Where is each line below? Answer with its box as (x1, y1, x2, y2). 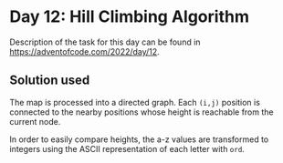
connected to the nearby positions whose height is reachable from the (9, 107, 274, 117)
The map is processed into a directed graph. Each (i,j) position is (9, 97, 260, 107)
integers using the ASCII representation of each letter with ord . (9, 143, 245, 154)
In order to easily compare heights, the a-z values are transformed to (9, 134, 269, 145)
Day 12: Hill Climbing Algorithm (9, 6, 249, 27)
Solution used (9, 73, 90, 88)
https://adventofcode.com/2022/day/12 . (9, 46, 160, 56)
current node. (9, 116, 61, 127)
